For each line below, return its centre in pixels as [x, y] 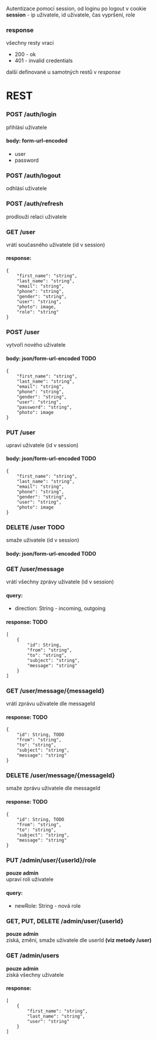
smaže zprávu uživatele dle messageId [53, 788]
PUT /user [21, 432]
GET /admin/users [33, 956]
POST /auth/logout [34, 175]
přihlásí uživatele [26, 127]
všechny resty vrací [30, 43]
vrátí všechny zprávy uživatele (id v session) [60, 582]
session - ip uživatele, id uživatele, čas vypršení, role [71, 15]
